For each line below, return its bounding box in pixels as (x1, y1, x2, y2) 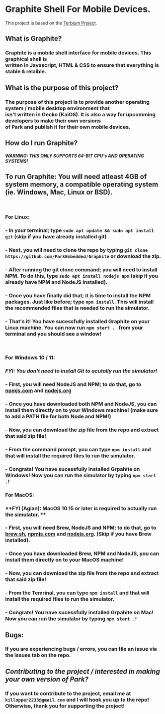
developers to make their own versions (5, 117, 101, 124)
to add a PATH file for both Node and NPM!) (5, 413, 111, 420)
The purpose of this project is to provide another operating (5, 98, 150, 105)
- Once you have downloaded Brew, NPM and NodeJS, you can (5, 550, 160, 557)
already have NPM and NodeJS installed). (5, 279, 108, 286)
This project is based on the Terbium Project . (5, 20, 97, 26)
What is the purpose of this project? (5, 83, 119, 92)
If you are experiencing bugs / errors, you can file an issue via (5, 646, 158, 653)
